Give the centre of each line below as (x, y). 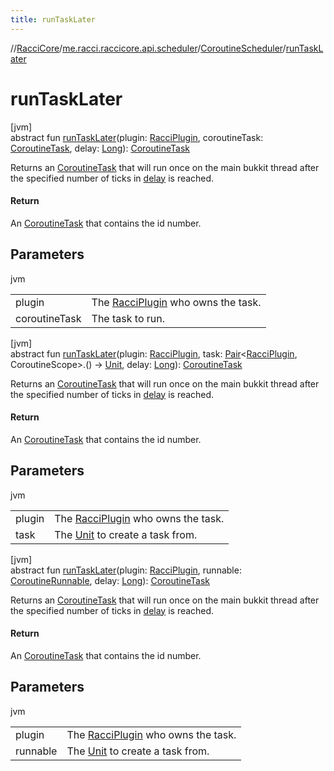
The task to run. (128, 318)
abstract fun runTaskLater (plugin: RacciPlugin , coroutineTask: (137, 137)
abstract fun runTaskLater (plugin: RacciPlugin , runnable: (126, 570)
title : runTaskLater (53, 19)
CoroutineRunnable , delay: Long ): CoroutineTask (110, 580)
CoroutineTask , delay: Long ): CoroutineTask (100, 148)
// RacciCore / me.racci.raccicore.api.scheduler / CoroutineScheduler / (148, 48)
